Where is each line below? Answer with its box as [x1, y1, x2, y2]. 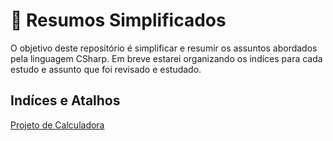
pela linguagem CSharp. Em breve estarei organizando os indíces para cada [10, 52, 323, 64]
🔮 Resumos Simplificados [10, 9, 227, 32]
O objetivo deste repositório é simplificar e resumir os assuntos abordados [10, 42, 318, 54]
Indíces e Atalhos [10, 92, 121, 109]
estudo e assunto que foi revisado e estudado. [10, 63, 202, 75]
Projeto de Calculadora [10, 119, 105, 131]
